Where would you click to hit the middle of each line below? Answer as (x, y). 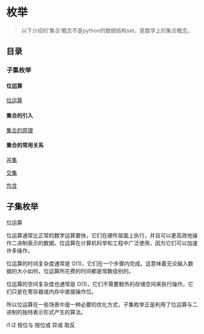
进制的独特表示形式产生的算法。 (46, 312)
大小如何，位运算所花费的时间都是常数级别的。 (75, 271)
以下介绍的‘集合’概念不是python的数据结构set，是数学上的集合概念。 (107, 30)
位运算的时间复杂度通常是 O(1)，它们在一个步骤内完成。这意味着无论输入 (97, 263)
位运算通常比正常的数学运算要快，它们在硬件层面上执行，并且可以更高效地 (99, 235)
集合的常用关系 (25, 145)
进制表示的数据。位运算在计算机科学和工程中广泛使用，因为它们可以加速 (107, 243)
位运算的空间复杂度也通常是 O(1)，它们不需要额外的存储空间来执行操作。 (97, 284)
